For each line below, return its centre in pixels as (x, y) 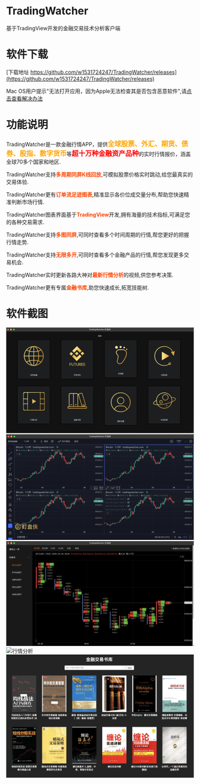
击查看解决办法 (24, 98)
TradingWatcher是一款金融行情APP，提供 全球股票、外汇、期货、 (94, 144)
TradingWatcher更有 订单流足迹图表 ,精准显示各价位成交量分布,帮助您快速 (95, 194)
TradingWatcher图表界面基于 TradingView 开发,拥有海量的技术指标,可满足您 (98, 214)
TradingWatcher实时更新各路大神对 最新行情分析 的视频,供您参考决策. (90, 274)
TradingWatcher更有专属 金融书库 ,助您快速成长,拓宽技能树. (78, 288)
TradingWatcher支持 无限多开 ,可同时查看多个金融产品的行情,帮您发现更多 (95, 255)
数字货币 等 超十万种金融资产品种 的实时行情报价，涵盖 (115, 153)
